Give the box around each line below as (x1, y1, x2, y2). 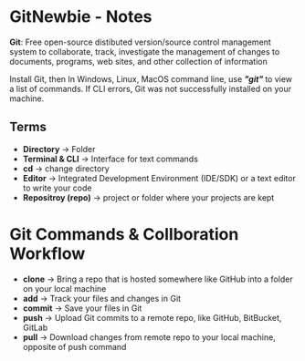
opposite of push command (22, 341, 127, 352)
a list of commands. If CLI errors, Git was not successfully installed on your (9, 83, 292, 94)
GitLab (22, 322, 48, 333)
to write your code (22, 182, 92, 193)
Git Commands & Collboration (9, 223, 239, 244)
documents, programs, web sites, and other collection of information (9, 56, 268, 67)
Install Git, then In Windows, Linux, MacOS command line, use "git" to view (9, 73, 293, 84)
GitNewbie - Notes (9, 6, 152, 27)
